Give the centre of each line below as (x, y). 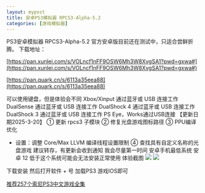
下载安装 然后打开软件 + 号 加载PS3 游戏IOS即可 (67, 171)
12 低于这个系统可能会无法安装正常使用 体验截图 (83, 158)
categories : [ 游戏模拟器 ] (37, 23)
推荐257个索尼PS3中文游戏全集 (46, 184)
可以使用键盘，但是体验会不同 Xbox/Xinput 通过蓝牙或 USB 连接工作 (92, 99)
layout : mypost (26, 12)
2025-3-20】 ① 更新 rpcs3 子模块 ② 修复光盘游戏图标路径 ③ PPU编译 (104, 122)
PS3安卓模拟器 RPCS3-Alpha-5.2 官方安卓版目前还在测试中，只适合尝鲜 (97, 42)
